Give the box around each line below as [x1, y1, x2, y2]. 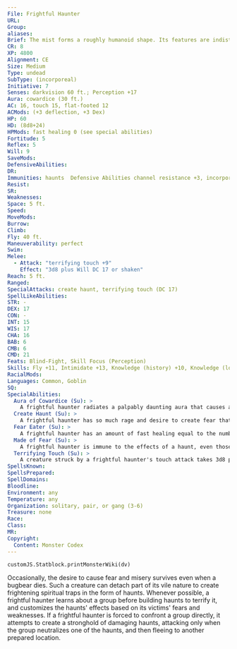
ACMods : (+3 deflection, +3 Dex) [7, 109, 106, 116]
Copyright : [7, 535, 39, 542]
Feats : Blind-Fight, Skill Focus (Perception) [7, 358, 147, 365]
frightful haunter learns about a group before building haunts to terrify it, [7, 595, 217, 604]
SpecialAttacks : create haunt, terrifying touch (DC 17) [7, 286, 178, 293]
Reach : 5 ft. [7, 272, 46, 279]
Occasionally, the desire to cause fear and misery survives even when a [7, 573, 217, 582]
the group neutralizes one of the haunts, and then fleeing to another [7, 626, 205, 634]
